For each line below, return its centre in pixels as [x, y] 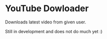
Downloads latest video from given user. [46, 22]
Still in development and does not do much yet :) [54, 31]
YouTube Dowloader [47, 9]
